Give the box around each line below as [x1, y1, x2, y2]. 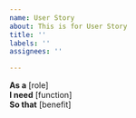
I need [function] [9, 90, 73, 101]
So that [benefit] [9, 99, 72, 110]
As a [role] [9, 80, 49, 91]
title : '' [9, 30, 47, 39]
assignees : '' [9, 47, 63, 56]
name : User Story [9, 13, 75, 23]
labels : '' [9, 38, 51, 48]
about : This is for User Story [9, 22, 128, 31]
